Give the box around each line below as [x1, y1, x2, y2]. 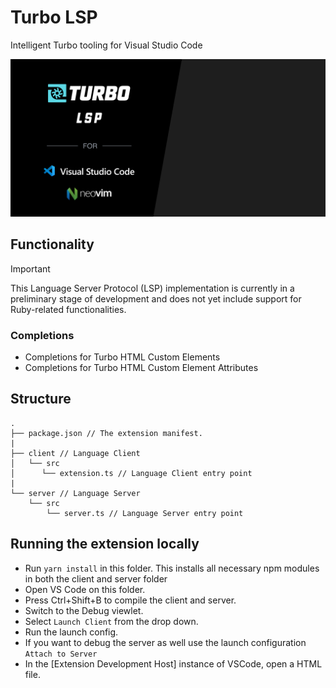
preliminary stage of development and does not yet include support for [10, 292, 302, 305]
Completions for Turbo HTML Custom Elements [24, 351, 221, 363]
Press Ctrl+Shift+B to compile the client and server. [24, 594, 237, 606]
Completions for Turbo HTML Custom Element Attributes [24, 362, 259, 374]
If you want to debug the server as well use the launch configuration [24, 636, 307, 648]
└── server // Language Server [10, 488, 141, 498]
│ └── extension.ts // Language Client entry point [10, 468, 253, 478]
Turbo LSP [10, 6, 98, 29]
